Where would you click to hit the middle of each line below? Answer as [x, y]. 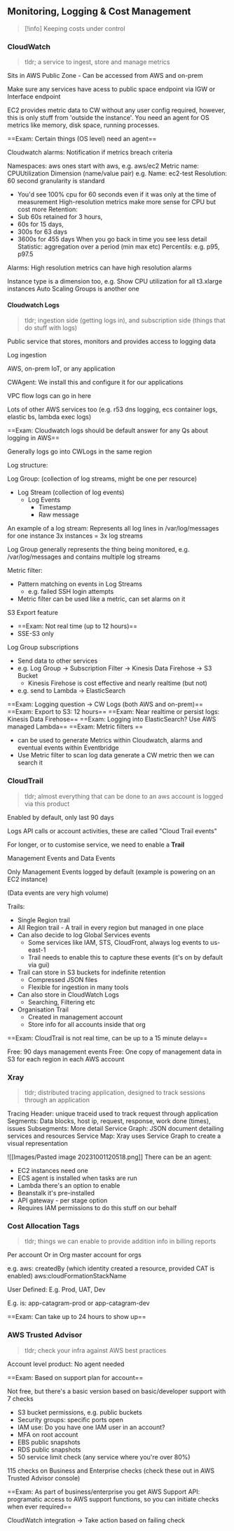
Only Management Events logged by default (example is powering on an [111, 871]
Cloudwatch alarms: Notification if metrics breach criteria [90, 152]
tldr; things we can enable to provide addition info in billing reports [120, 1241]
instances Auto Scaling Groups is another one [73, 289]
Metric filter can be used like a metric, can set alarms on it [101, 599]
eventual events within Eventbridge [68, 748]
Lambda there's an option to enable [69, 1185]
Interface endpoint [34, 97]
